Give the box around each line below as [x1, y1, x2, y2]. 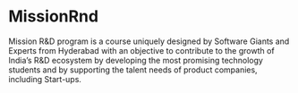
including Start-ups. [8, 73, 82, 84]
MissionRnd [8, 6, 99, 27]
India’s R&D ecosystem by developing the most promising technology [8, 55, 263, 65]
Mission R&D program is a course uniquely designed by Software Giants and [8, 36, 290, 46]
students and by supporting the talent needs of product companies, [8, 64, 258, 75]
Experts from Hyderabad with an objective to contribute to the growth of [8, 45, 275, 55]
